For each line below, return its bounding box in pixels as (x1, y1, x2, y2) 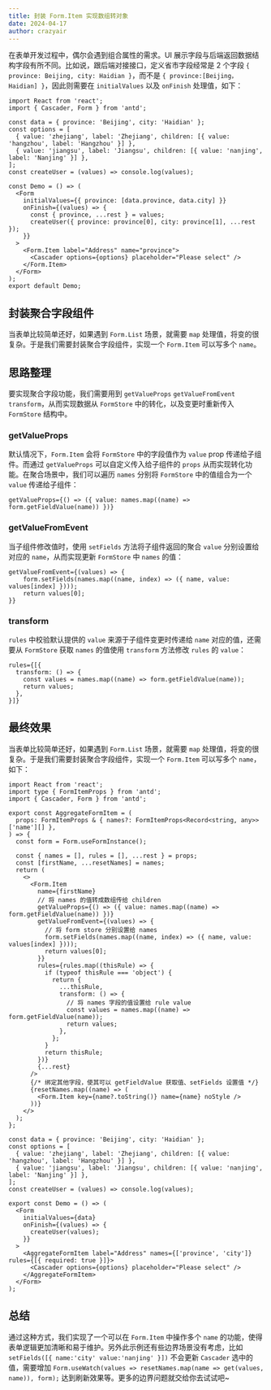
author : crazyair (8, 27, 67, 35)
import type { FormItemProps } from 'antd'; (8, 787, 161, 795)
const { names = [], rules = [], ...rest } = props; (15, 852, 198, 860)
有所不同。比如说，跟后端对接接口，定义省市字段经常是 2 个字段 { (29, 60, 250, 70)
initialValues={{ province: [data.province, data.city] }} (23, 197, 227, 205)
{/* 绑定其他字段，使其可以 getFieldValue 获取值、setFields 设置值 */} (29, 1078, 260, 1087)
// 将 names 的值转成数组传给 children (37, 895, 161, 904)
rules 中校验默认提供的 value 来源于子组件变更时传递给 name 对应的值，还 (8, 634, 254, 644)
